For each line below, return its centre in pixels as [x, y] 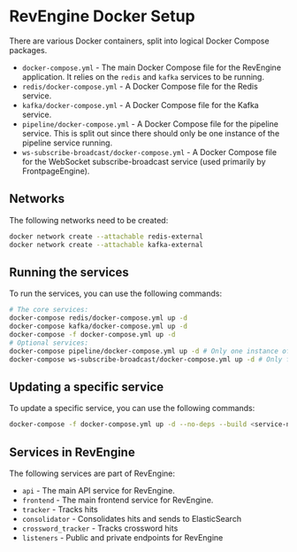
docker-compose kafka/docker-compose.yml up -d [99, 327]
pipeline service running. [67, 143]
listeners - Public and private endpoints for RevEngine [122, 537]
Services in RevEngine [72, 452]
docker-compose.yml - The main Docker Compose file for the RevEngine [151, 67]
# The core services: [49, 310]
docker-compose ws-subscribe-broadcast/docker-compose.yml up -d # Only [146, 359]
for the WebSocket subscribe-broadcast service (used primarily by [144, 161]
